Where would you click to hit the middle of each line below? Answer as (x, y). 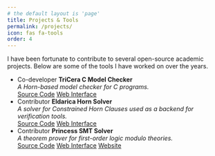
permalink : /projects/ (40, 26)
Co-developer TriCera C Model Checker (75, 79)
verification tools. (42, 116)
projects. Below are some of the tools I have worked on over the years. (108, 66)
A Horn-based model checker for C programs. (83, 87)
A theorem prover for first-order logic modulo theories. (95, 138)
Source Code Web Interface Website (69, 146)
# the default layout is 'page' (54, 13)
